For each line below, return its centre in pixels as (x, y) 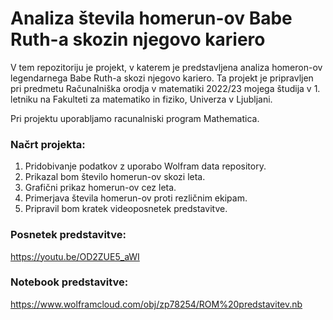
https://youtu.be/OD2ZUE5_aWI (75, 256)
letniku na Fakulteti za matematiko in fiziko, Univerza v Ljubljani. (141, 99)
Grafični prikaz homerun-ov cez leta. (100, 188)
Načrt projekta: (48, 144)
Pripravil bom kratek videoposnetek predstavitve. (126, 209)
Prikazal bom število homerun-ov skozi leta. (115, 177)
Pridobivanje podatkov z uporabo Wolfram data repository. (145, 166)
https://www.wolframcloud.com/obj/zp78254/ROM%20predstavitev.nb (156, 304)
